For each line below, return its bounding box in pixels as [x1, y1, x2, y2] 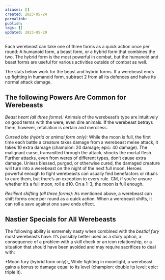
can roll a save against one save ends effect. [5, 201, 95, 207]
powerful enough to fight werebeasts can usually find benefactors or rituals [5, 170, 158, 176]
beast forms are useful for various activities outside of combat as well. [5, 59, 148, 65]
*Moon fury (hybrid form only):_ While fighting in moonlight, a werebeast [5, 258, 153, 264]
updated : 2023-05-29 [5, 30, 48, 35]
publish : [5, 21, 23, 26]
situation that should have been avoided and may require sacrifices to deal [5, 244, 156, 250]
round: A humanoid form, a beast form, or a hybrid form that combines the [5, 49, 156, 55]
